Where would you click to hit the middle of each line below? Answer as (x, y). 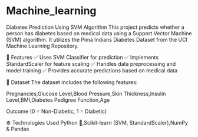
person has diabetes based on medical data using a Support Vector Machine (99, 33)
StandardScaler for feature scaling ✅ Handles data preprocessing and (91, 64)
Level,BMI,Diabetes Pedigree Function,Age (58, 100)
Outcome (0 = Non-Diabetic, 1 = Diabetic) (57, 111)
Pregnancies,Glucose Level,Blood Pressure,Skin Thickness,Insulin (86, 93)
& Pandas (18, 129)
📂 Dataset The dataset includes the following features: (72, 82)
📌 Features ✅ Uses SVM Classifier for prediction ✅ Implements (82, 57)
